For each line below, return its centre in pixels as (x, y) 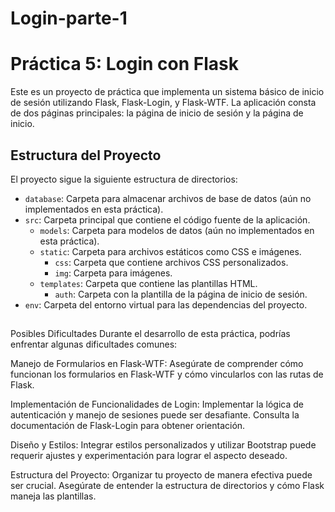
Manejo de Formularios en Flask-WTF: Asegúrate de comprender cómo (157, 364)
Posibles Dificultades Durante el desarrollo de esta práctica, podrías (150, 334)
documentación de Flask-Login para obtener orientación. (128, 426)
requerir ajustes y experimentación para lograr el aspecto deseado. (149, 456)
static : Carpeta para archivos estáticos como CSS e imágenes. (170, 251)
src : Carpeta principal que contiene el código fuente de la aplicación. (167, 219)
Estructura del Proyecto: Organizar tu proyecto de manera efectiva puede (161, 475)
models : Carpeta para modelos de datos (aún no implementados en (177, 230)
